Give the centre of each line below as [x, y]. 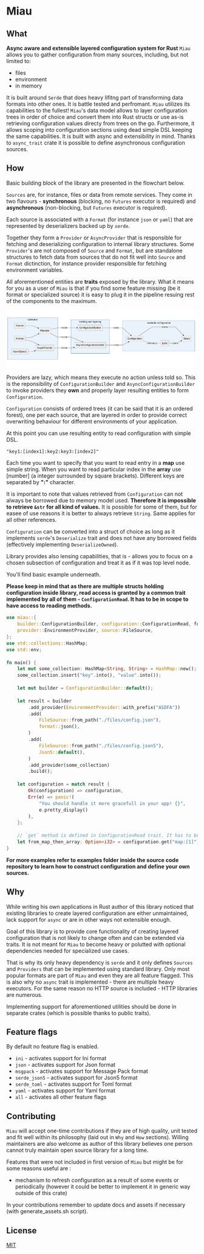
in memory [29, 86]
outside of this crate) [41, 1193]
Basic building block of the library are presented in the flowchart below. [96, 183]
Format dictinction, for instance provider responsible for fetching [87, 263]
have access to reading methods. [49, 606]
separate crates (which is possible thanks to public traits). [79, 1013]
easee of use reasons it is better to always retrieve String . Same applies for [101, 513]
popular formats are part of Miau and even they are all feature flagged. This [100, 975]
